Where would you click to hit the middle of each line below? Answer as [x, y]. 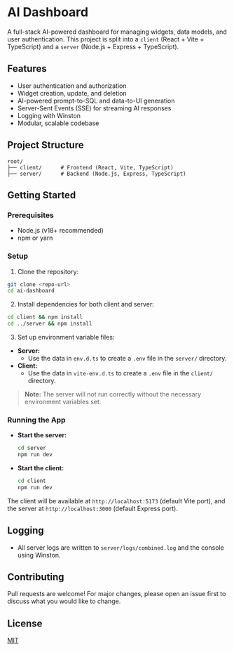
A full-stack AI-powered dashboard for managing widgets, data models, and [117, 32]
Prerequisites [30, 215]
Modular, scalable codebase [58, 123]
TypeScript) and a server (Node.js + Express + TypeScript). [93, 46]
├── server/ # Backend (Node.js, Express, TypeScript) [97, 174]
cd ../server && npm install [50, 324]
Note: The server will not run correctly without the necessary [113, 394]
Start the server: [42, 435]
